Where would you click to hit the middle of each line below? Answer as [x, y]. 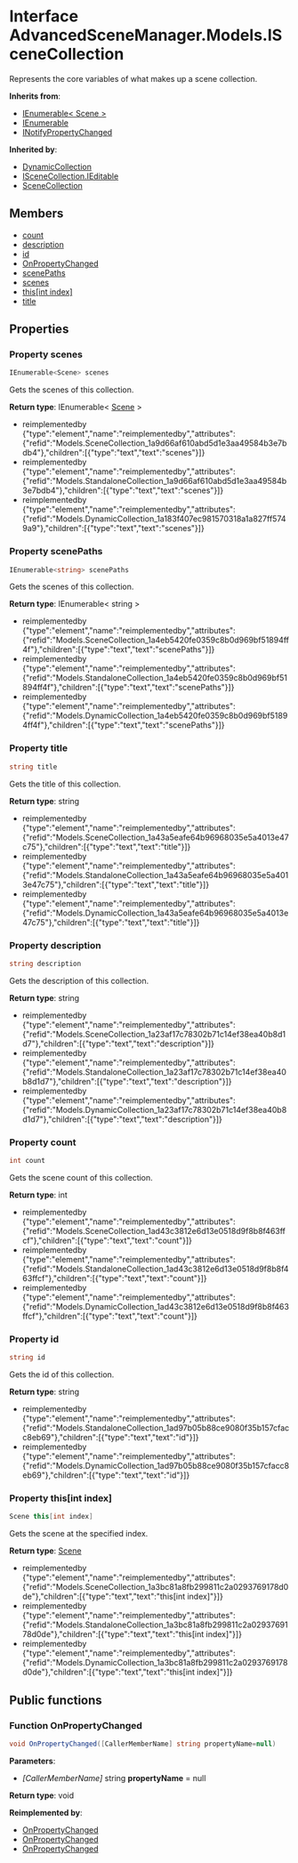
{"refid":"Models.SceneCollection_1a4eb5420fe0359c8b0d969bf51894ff [156, 640]
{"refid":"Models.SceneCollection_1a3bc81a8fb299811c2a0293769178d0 [155, 1587]
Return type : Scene [45, 1551]
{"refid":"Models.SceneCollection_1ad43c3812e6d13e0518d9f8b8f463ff [154, 1231]
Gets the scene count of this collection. [81, 1177]
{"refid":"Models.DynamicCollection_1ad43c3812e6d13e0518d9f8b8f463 [155, 1307]
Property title [39, 748]
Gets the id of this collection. [62, 1375]
